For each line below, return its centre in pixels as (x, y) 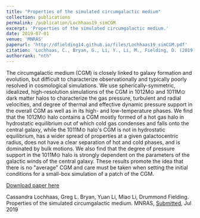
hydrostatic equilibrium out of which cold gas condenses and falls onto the (98, 123)
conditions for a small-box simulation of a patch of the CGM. (80, 173)
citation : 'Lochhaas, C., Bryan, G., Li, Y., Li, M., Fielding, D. (92, 50)
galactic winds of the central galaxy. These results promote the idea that (95, 161)
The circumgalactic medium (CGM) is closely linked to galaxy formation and (99, 72)
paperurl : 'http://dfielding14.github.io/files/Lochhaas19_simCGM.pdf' (97, 45)
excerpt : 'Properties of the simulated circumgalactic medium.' (87, 28)
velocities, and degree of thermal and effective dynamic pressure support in (99, 104)
